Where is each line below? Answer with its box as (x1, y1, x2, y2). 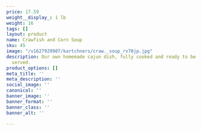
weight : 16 (6, 20, 34, 26)
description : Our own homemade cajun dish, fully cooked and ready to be (6, 54, 197, 60)
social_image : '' (6, 82, 50, 88)
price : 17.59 (6, 8, 39, 15)
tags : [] (6, 25, 28, 32)
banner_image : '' (6, 93, 50, 99)
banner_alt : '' (6, 110, 45, 116)
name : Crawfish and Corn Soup (6, 37, 83, 43)
